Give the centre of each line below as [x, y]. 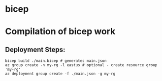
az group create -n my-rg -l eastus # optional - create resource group [81, 65]
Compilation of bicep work [60, 32]
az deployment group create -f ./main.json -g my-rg [60, 74]
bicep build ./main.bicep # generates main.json [56, 61]
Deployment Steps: [35, 49]
